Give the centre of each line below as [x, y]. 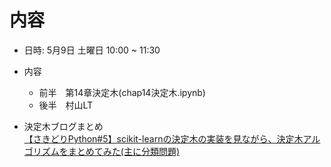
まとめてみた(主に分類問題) [124, 151]
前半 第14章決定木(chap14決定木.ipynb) [122, 92]
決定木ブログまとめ [63, 126]
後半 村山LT [66, 105]
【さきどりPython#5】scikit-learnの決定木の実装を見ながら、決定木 [163, 138]
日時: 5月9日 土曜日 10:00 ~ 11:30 [92, 50]
